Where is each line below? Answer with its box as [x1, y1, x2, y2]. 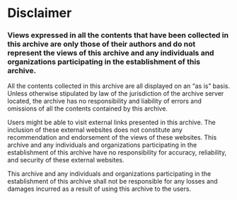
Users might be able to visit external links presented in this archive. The [7, 118, 216, 127]
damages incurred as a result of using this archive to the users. [7, 184, 192, 193]
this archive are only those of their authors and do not [7, 39, 196, 49]
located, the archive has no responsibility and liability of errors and [7, 97, 202, 106]
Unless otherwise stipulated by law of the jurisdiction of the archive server [7, 89, 224, 98]
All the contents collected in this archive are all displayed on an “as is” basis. [7, 82, 231, 90]
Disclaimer [7, 5, 72, 21]
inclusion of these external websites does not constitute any [7, 126, 183, 134]
